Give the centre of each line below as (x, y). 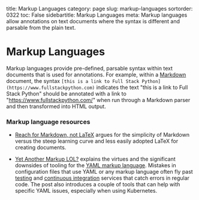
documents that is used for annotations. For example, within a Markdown (96, 75)
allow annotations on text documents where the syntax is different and (93, 21)
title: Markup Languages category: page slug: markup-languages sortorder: (99, 9)
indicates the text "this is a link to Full (142, 87)
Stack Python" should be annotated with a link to (67, 93)
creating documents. (40, 147)
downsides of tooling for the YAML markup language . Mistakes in (95, 165)
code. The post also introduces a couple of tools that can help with (97, 184)
